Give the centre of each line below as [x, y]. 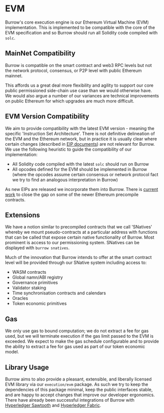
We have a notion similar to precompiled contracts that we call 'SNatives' [79, 227]
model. [12, 352]
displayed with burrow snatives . [37, 248]
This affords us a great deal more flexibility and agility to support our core [79, 85]
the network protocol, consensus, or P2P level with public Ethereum [73, 70]
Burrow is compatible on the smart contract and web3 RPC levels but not [79, 65]
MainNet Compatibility [40, 53]
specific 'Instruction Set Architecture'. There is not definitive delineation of [80, 133]
